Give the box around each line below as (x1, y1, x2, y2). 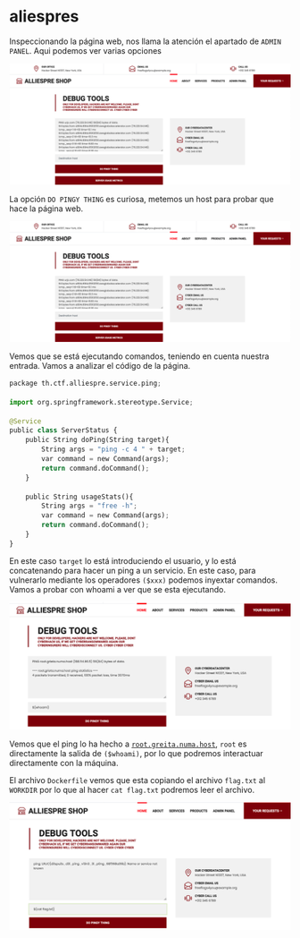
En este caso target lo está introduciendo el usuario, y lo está (9, 555, 237, 566)
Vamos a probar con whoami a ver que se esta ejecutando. (9, 584, 226, 594)
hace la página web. (9, 203, 84, 214)
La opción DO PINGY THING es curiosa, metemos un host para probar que (9, 193, 274, 204)
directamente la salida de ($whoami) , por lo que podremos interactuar (9, 747, 263, 758)
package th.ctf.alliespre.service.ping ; (9, 379, 162, 388)
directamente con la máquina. (9, 757, 119, 768)
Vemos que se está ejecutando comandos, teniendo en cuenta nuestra (9, 351, 270, 362)
